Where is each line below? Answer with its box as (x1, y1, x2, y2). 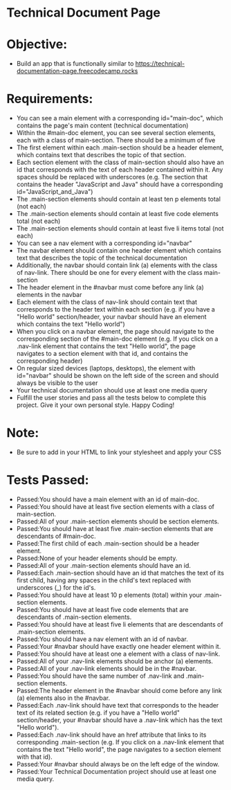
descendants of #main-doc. (16, 532, 96, 540)
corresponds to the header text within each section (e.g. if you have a (16, 305, 215, 314)
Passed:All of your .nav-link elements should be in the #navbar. (16, 664, 197, 672)
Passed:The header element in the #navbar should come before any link (16, 686, 222, 694)
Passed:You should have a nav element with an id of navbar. (16, 635, 188, 643)
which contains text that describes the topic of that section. (16, 151, 186, 159)
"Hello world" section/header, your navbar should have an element (16, 313, 207, 321)
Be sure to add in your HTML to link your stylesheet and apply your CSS (16, 448, 222, 456)
